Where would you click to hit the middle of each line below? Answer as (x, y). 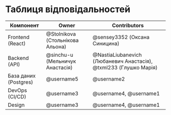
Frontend (19, 37)
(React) (17, 43)
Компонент (24, 25)
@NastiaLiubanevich (117, 55)
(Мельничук (61, 61)
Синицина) (106, 43)
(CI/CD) (17, 96)
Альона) (56, 47)
